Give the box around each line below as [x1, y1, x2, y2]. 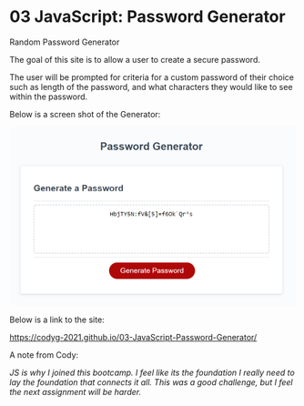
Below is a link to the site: [9, 314, 105, 325]
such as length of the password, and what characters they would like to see [9, 81, 293, 92]
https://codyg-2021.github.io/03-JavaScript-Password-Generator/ [9, 332, 258, 343]
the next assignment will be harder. [9, 387, 142, 398]
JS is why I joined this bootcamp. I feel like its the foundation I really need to [9, 367, 296, 379]
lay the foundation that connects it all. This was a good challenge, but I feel [9, 377, 293, 388]
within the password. [9, 91, 88, 102]
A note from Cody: [9, 350, 79, 360]
